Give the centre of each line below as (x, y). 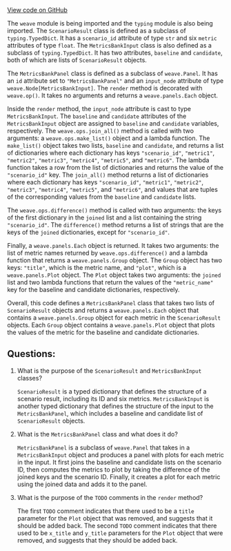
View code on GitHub (37, 10)
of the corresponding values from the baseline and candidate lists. (102, 197)
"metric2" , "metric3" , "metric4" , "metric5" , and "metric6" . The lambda (108, 160)
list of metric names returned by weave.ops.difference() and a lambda (108, 253)
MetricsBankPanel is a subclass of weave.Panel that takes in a (103, 447)
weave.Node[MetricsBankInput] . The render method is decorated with (105, 88)
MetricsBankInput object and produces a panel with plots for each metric (120, 454)
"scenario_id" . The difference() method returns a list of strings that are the (115, 225)
